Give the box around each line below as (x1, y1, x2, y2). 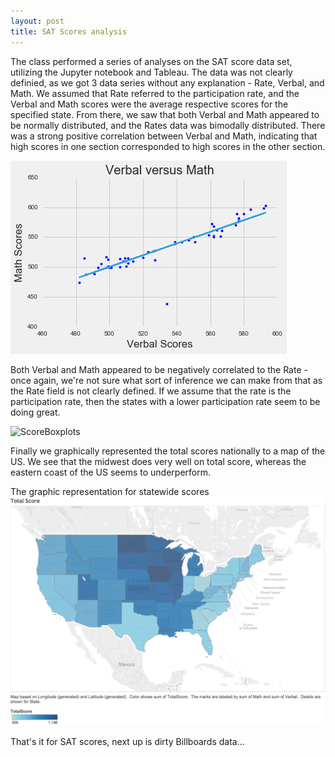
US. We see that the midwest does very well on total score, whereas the (10, 455, 307, 467)
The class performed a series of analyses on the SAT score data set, (10, 55, 293, 67)
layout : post (10, 16, 65, 26)
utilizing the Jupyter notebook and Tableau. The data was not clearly (10, 66, 293, 78)
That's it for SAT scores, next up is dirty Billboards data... (10, 736, 245, 748)
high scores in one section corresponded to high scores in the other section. (10, 140, 326, 152)
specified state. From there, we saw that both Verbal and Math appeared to (10, 108, 320, 120)
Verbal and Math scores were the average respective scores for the (10, 98, 289, 110)
